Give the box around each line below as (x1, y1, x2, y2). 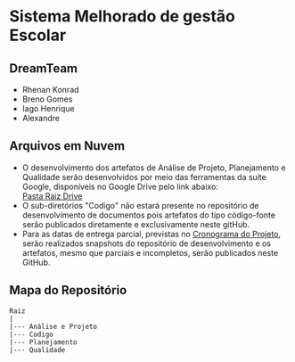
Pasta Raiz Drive (21, 190, 83, 202)
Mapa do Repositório (9, 283, 127, 298)
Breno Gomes (21, 94, 73, 104)
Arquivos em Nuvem (9, 138, 126, 153)
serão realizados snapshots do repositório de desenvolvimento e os (21, 238, 272, 249)
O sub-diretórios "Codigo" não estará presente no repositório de (21, 200, 259, 210)
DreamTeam (9, 61, 78, 76)
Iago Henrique (21, 103, 75, 113)
